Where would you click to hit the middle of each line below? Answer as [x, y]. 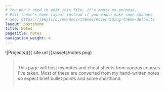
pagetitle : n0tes [24, 33]
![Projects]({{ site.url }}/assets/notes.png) [49, 52]
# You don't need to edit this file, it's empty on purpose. [71, 10]
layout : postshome [25, 24]
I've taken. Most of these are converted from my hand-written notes [88, 73]
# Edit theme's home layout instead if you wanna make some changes [79, 15]
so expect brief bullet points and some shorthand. [70, 78]
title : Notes [19, 29]
